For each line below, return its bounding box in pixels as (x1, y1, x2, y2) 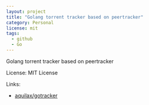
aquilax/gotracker (14, 92, 58, 99)
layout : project (6, 8, 46, 15)
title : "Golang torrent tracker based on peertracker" (6, 14, 144, 20)
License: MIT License (6, 69, 58, 76)
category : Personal (6, 19, 54, 25)
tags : (6, 31, 19, 37)
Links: (6, 80, 21, 87)
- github (11, 36, 33, 42)
